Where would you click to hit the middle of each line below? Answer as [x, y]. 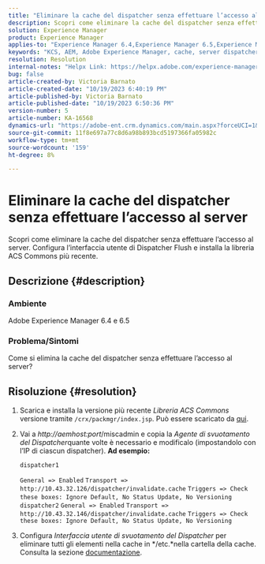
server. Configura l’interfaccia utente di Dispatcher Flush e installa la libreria [131, 248]
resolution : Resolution [47, 60]
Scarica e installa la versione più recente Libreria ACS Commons [124, 410]
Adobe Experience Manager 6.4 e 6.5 [69, 320]
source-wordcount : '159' [49, 148]
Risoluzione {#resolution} [73, 391]
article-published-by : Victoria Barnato [76, 96]
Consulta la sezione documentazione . [81, 552]
